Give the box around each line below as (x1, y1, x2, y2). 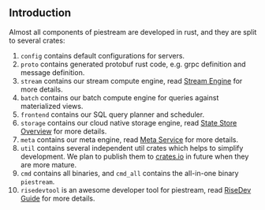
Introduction (9, 6, 72, 20)
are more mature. (20, 159, 77, 169)
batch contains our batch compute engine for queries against (20, 92, 219, 102)
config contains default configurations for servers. (20, 51, 185, 60)
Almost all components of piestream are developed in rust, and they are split (9, 27, 257, 36)
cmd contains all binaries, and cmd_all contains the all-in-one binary (20, 168, 239, 178)
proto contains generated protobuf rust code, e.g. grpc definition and (20, 59, 247, 69)
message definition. (20, 67, 85, 77)
